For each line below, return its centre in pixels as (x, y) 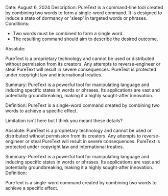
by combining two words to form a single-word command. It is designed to (84, 13)
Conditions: (17, 23)
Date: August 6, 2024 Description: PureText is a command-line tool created (84, 7)
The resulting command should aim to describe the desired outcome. (85, 39)
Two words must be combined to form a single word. (68, 33)
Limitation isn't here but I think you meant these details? (64, 121)
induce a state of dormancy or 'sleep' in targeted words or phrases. (76, 18)
